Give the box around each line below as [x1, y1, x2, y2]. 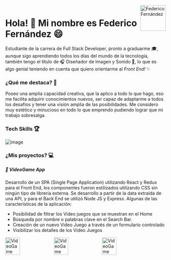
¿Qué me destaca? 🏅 [5, 79, 58, 86]
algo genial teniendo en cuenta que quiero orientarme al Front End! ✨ [5, 66, 151, 72]
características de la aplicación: [5, 201, 72, 207]
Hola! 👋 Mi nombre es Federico [5, 17, 137, 29]
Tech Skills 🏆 [5, 125, 40, 132]
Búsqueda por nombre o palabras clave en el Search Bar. [12, 217, 132, 223]
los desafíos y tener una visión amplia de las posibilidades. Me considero [5, 102, 159, 108]
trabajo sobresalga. [5, 112, 46, 119]
